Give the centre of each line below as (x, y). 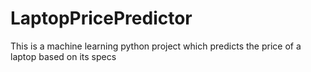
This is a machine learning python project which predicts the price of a (156, 46)
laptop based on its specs (63, 56)
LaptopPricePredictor (101, 18)
